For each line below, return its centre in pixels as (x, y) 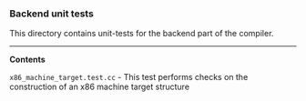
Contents (27, 60)
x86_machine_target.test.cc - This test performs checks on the (129, 77)
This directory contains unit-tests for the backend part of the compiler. (142, 34)
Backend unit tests (51, 14)
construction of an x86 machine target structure (99, 87)
